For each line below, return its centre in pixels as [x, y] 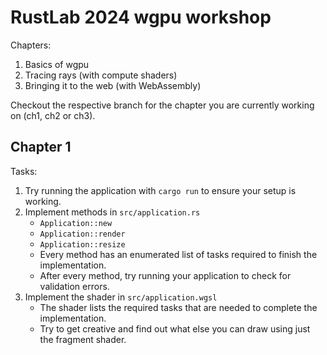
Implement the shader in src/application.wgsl [121, 297]
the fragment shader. [83, 339]
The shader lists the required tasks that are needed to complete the [178, 307]
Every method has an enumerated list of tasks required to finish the [178, 254]
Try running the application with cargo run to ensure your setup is [160, 190]
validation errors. [74, 286]
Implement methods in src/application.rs [112, 212]
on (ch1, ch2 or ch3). [53, 115]
